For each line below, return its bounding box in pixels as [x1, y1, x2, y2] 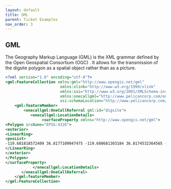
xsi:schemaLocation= [60, 98, 103, 103]
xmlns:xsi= [60, 89, 83, 94]
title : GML [5, 12, 28, 17]
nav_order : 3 [5, 21, 33, 27]
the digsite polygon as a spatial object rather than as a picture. [5, 65, 136, 71]
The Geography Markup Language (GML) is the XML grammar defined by [5, 54, 159, 60]
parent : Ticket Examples [5, 17, 58, 22]
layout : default [5, 7, 40, 13]
